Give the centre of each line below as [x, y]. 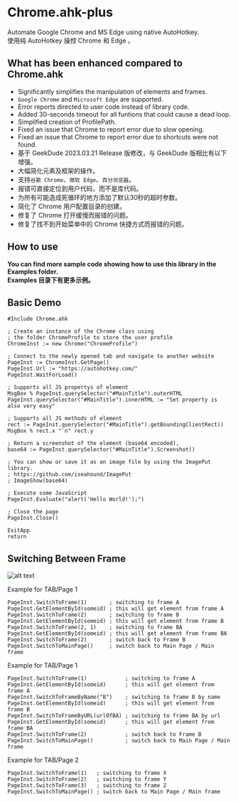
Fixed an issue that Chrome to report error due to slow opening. [111, 129]
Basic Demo [34, 303]
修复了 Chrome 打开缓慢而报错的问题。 [75, 215]
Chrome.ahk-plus [60, 12]
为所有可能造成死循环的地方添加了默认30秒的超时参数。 [99, 197]
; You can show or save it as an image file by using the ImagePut [109, 462]
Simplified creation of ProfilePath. [67, 122]
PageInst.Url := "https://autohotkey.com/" [73, 369]
